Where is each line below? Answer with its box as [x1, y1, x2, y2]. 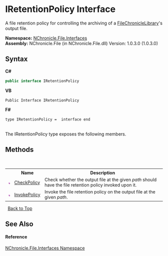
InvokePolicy [14, 191, 41, 197]
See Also [5, 220, 33, 228]
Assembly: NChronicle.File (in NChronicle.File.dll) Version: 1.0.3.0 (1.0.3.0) [5, 40, 158, 46]
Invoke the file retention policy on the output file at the [44, 189, 156, 195]
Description [89, 169, 115, 175]
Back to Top [7, 205, 32, 211]
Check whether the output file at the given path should [44, 176, 157, 183]
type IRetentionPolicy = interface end [5, 116, 91, 122]
